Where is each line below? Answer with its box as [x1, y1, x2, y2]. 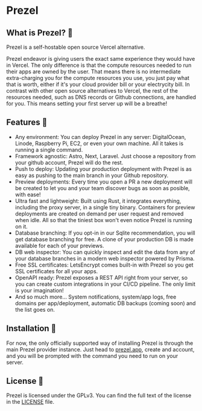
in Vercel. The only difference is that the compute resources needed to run [6, 61, 192, 69]
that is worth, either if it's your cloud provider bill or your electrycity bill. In [6, 81, 190, 88]
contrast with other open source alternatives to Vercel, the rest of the [6, 87, 178, 94]
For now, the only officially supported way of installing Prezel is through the [6, 339, 194, 347]
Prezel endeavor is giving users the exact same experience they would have [6, 55, 195, 62]
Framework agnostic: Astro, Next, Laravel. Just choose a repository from [14, 152, 196, 159]
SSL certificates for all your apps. [14, 267, 98, 274]
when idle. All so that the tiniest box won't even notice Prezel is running [14, 216, 192, 223]
